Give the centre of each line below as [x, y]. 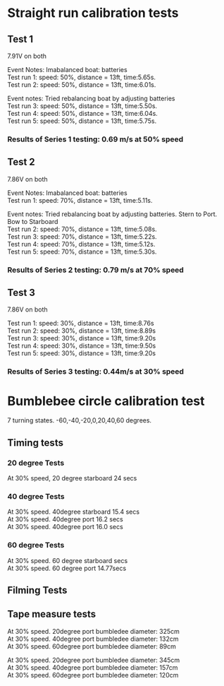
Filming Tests [37, 590]
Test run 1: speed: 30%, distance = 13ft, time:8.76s [81, 324]
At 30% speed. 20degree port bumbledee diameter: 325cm [93, 631]
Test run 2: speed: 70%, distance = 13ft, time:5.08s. [82, 229]
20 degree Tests [36, 463]
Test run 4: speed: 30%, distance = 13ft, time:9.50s [82, 346]
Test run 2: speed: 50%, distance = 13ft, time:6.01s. [82, 85]
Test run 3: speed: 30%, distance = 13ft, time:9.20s [82, 338]
